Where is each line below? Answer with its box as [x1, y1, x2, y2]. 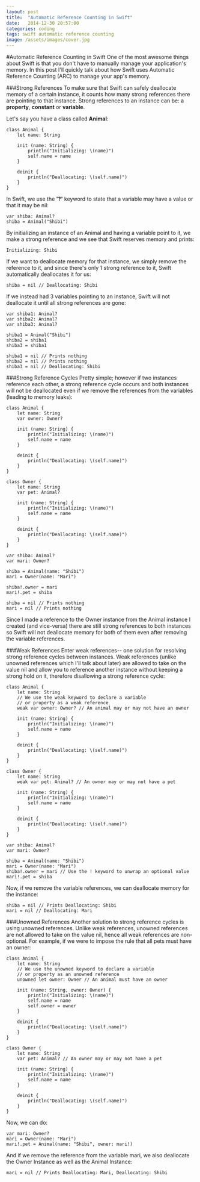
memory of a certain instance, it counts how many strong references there [6, 91, 190, 98]
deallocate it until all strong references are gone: [6, 299, 126, 306]
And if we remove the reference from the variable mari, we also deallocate [6, 1152, 190, 1159]
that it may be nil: [6, 202, 49, 208]
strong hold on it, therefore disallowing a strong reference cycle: [6, 672, 165, 680]
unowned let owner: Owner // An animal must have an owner [17, 977, 168, 983]
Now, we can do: [6, 1119, 48, 1126]
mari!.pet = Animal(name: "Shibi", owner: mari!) [6, 1141, 133, 1147]
